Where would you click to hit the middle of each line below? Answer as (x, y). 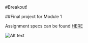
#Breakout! (16, 7)
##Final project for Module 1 (34, 16)
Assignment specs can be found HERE (44, 26)
